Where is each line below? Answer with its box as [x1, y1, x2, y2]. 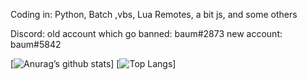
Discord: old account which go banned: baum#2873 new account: [10, 28, 283, 39]
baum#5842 [10, 39, 62, 50]
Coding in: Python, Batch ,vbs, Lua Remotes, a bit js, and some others [10, 9, 298, 20]
